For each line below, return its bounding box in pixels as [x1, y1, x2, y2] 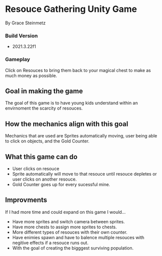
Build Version [5, 32, 38, 39]
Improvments [5, 196, 47, 204]
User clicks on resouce [12, 165, 59, 172]
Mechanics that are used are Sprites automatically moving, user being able [5, 133, 157, 139]
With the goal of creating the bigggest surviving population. [12, 245, 134, 251]
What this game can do [5, 152, 78, 161]
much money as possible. [5, 72, 57, 78]
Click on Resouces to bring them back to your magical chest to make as [5, 67, 151, 73]
